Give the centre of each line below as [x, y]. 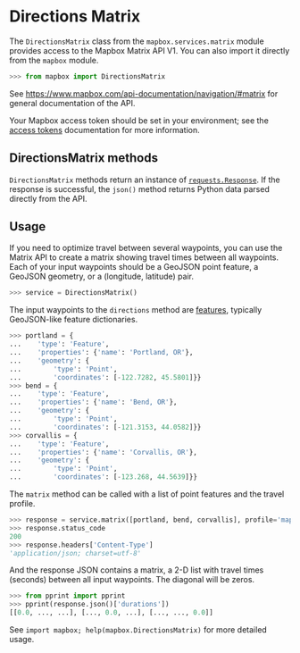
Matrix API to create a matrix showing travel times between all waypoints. [144, 257]
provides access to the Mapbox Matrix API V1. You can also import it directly [150, 50]
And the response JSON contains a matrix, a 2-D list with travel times [137, 570]
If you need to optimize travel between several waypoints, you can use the [146, 248]
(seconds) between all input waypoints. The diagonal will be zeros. [132, 580]
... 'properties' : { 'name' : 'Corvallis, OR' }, [104, 452]
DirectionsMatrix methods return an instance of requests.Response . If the [145, 180]
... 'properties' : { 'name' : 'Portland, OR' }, [101, 353]
